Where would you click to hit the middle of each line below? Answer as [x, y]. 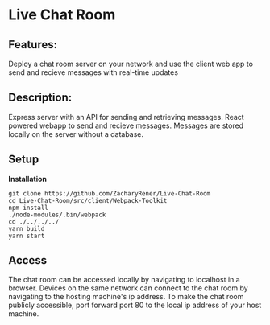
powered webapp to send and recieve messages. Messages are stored [126, 125]
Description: [40, 98]
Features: [33, 45]
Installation [27, 179]
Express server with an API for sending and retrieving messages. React [126, 117]
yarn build [27, 228]
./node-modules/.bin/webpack [57, 215]
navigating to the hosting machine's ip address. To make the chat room [126, 297]
